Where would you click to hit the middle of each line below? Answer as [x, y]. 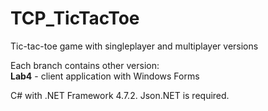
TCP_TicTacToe [75, 18]
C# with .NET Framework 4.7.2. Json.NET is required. [120, 95]
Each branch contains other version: [85, 65]
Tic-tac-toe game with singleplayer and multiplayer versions [134, 46]
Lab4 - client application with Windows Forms [105, 76]
